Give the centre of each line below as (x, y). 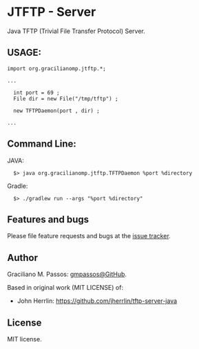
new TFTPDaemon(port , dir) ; (56, 111)
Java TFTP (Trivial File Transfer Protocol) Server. (76, 31)
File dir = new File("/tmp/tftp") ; (66, 98)
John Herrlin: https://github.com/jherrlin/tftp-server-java (97, 301)
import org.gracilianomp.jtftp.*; (57, 68)
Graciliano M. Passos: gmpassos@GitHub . (67, 274)
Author (22, 258)
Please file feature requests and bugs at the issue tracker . (89, 236)
